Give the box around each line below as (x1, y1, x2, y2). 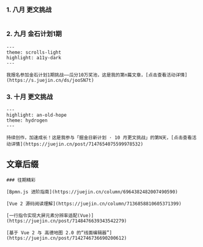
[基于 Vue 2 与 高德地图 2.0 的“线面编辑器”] (6, 229, 113, 236)
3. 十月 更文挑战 (6, 92, 53, 101)
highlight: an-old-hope (6, 112, 67, 118)
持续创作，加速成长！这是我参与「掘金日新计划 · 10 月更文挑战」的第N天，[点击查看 (6, 135, 193, 141)
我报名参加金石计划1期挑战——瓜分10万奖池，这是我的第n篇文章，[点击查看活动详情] (6, 72, 188, 78)
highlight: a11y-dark (6, 54, 62, 61)
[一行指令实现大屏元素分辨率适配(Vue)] (6, 212, 94, 218)
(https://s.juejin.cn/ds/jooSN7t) (6, 77, 95, 83)
